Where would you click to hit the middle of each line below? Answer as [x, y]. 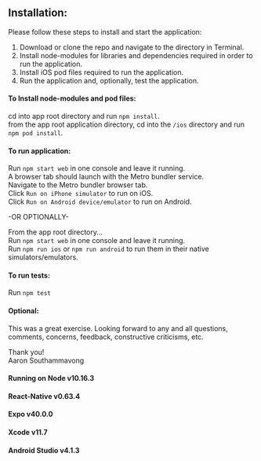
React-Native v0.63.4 [44, 396]
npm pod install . [36, 133]
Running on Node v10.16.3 [51, 378]
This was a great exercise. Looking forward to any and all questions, [118, 328]
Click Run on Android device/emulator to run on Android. [100, 202]
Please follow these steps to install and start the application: [105, 31]
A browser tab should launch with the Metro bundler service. [106, 177]
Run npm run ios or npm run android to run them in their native [109, 249]
